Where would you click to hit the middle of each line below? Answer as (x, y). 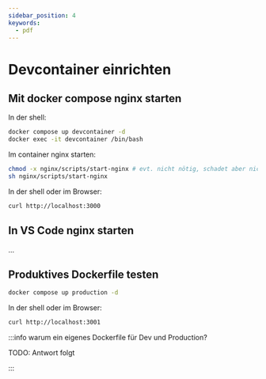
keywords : (25, 23)
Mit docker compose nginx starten (95, 99)
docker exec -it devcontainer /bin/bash (76, 139)
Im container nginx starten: (52, 154)
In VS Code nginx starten (71, 231)
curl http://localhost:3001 (55, 322)
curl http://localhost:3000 (55, 206)
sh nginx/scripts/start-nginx (58, 176)
